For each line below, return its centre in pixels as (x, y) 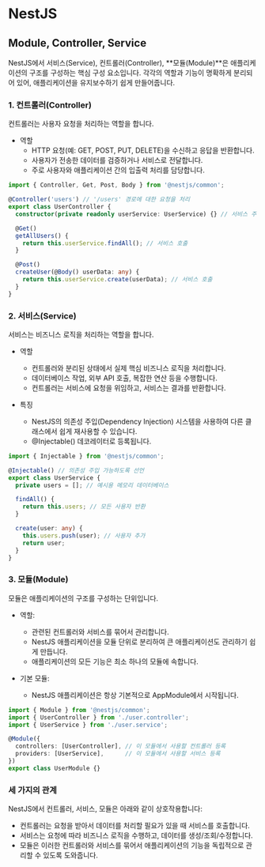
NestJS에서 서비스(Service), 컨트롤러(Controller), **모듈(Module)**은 (119, 63)
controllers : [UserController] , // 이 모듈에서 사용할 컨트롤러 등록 (121, 746)
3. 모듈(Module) (38, 579)
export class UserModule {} (55, 768)
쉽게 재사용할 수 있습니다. (98, 431)
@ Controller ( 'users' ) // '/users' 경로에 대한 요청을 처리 (99, 200)
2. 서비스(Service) (42, 315)
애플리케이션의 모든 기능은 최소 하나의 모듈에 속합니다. (115, 662)
